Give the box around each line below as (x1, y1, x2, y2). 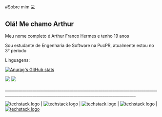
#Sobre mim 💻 (5, 4, 36, 10)
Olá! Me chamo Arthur (5, 20, 74, 28)
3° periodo (5, 47, 27, 53)
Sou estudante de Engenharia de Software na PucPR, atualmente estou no (5, 42, 155, 48)
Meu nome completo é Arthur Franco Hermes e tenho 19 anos (5, 33, 129, 39)
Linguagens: (5, 57, 30, 63)
